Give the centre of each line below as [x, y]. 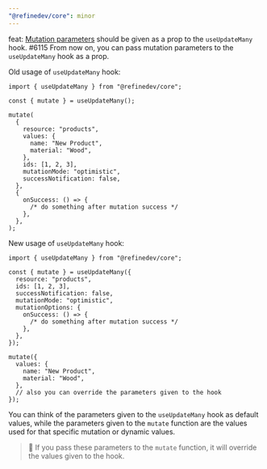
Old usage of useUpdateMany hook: [65, 72]
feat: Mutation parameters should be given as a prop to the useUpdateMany [130, 39]
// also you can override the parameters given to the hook [119, 392]
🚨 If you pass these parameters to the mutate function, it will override [142, 447]
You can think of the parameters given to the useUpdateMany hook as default [133, 414]
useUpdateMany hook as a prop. [59, 56]
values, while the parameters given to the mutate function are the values [128, 423]
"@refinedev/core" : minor [52, 16]
